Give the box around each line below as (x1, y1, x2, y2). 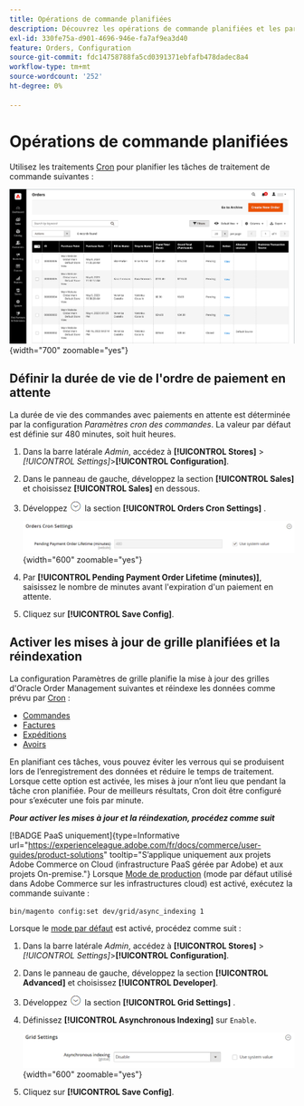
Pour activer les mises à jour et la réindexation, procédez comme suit (9, 812, 275, 823)
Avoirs (22, 738, 47, 749)
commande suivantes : (9, 170, 94, 181)
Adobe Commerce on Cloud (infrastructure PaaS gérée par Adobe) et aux (9, 859, 283, 870)
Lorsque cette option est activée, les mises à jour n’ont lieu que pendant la (9, 775, 287, 786)
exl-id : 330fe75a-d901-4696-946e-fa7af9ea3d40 (9, 34, 188, 43)
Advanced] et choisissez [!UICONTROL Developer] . (22, 976, 219, 987)
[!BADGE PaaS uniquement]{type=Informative (9, 830, 180, 841)
